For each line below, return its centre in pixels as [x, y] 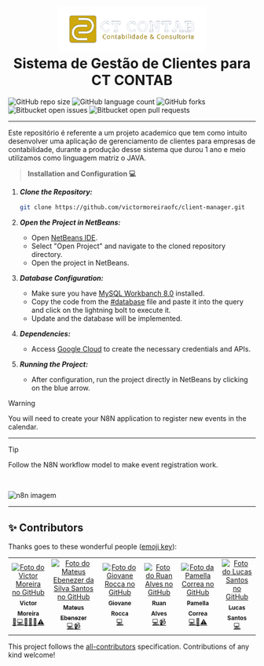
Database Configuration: [61, 278]
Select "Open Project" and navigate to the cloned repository [128, 246]
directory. [47, 255]
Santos [237, 618]
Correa [198, 613]
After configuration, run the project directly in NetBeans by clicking [140, 380]
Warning [22, 404]
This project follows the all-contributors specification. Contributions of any [129, 646]
